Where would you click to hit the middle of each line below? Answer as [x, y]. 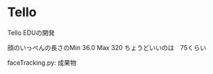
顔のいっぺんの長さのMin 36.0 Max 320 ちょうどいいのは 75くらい [107, 47]
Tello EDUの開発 [31, 32]
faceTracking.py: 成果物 [42, 62]
